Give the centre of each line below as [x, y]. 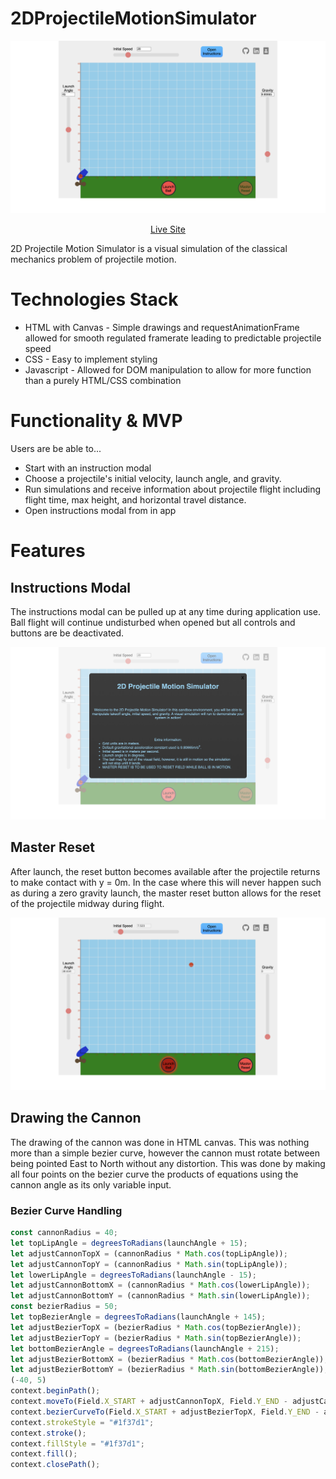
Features [48, 551]
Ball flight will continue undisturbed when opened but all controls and [153, 622]
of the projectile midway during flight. [87, 903]
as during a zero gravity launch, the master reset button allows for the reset [166, 893]
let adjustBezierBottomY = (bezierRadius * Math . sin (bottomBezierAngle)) [167, 1370]
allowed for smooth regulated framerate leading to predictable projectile [173, 338]
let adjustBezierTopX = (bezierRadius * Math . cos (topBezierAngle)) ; [156, 1327]
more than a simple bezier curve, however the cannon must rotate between [165, 1153]
